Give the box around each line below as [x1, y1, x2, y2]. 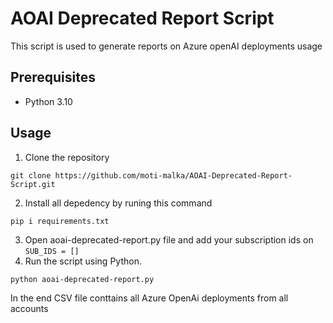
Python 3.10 [24, 95, 73, 107]
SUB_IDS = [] [24, 246, 80, 256]
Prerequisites [10, 69, 96, 86]
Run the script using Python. [24, 255, 142, 267]
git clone [10, 170, 52, 181]
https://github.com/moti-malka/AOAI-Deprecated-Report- [54, 170, 293, 181]
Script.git [10, 179, 56, 189]
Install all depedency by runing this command [24, 197, 213, 209]
